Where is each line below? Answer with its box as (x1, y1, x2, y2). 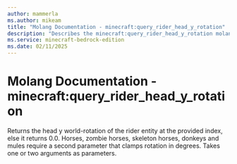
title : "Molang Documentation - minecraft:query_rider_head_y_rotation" (7, 23, 226, 30)
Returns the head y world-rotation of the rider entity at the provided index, (7, 126, 224, 134)
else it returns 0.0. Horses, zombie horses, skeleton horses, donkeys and (7, 134, 219, 142)
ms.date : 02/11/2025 (7, 43, 68, 50)
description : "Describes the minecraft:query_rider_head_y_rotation (7, 30, 213, 37)
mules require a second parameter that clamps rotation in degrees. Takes (7, 141, 221, 150)
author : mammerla (7, 10, 59, 18)
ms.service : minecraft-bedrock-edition (7, 37, 125, 44)
